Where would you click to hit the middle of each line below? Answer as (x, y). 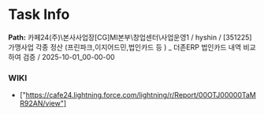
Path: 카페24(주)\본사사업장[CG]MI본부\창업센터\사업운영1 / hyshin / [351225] (130, 37)
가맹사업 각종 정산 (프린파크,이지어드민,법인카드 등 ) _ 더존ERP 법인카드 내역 (125, 47)
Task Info (39, 15)
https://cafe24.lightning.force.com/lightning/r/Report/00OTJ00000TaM (141, 95)
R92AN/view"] (43, 103)
